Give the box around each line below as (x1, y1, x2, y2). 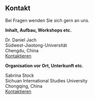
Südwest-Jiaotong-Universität (5, 42, 67, 48)
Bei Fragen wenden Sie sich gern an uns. (5, 17, 90, 23)
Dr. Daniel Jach (5, 37, 36, 43)
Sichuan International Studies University (5, 77, 87, 83)
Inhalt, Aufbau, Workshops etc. (5, 27, 72, 33)
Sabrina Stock (5, 72, 34, 78)
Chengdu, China (5, 47, 39, 53)
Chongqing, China (5, 83, 42, 89)
